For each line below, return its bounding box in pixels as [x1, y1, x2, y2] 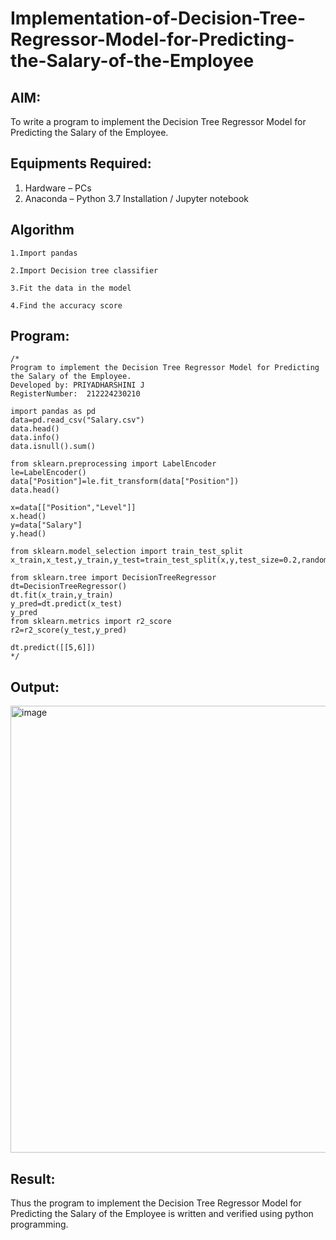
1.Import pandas [10, 248, 78, 258]
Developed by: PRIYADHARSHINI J [10, 380, 145, 391]
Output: [10, 678, 60, 696]
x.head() [10, 512, 47, 522]
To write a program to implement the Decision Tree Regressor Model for [10, 116, 307, 127]
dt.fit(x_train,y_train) [10, 590, 114, 601]
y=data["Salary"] [10, 520, 83, 531]
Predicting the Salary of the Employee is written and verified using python [10, 1208, 314, 1220]
